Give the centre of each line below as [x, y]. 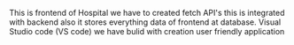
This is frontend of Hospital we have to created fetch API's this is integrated [147, 13]
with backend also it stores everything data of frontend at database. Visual [145, 22]
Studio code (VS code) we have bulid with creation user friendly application [147, 31]
